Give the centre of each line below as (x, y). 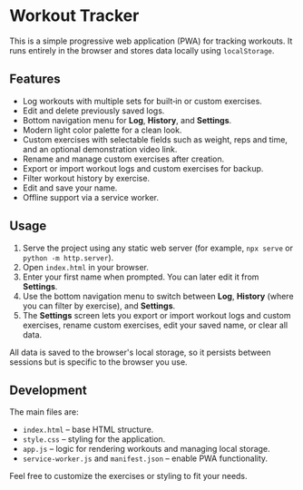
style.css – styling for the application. (94, 439)
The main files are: (44, 412)
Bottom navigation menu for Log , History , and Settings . (127, 120)
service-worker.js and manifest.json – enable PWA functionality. (145, 458)
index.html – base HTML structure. (88, 430)
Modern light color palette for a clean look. (102, 130)
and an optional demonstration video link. (100, 149)
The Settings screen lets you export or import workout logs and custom (156, 315)
